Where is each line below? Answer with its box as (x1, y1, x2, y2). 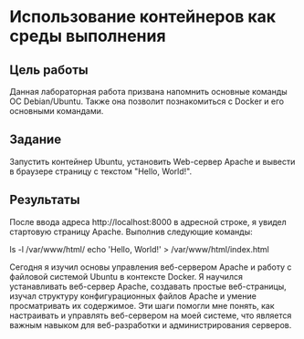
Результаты (9, 192, 80, 208)
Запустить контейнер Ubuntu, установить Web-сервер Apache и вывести (9, 156, 296, 167)
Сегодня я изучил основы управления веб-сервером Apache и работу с (9, 262, 292, 272)
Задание (9, 132, 62, 148)
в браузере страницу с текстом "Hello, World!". (9, 166, 193, 177)
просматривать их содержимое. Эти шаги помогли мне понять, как (9, 300, 276, 311)
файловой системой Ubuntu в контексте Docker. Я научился (9, 271, 244, 282)
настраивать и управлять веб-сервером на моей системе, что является (9, 310, 292, 321)
